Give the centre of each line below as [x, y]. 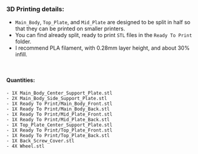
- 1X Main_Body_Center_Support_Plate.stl [60, 93]
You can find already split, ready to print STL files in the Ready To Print [104, 35]
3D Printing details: [36, 9]
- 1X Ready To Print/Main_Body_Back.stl [58, 109]
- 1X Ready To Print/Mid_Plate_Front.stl [60, 114]
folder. [23, 42]
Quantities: [21, 80]
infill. [21, 55]
